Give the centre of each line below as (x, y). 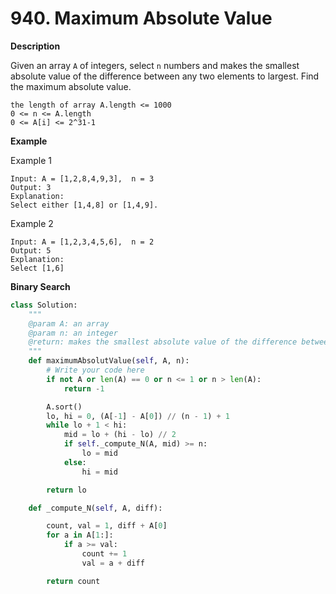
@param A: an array (69, 323)
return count (73, 581)
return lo (66, 490)
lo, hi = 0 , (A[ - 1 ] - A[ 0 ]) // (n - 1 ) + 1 (138, 416)
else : (75, 462)
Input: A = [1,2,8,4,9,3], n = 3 (82, 178)
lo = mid (99, 453)
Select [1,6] (37, 268)
